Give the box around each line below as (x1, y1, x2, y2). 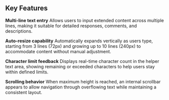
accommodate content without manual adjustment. (5, 48, 111, 54)
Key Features (5, 4, 48, 13)
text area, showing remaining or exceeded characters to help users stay (5, 63, 155, 69)
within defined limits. (5, 69, 49, 75)
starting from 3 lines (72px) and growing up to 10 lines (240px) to (5, 43, 141, 49)
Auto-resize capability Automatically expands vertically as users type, (5, 38, 153, 44)
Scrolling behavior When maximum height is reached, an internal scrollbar (5, 78, 161, 84)
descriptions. (5, 28, 33, 34)
